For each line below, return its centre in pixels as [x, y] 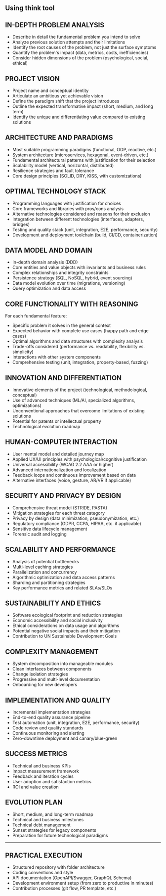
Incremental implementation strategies [51, 712]
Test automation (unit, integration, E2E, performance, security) [76, 722]
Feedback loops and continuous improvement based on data [74, 475]
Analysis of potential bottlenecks [45, 561]
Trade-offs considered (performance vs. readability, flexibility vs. [78, 347]
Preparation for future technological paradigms [60, 835]
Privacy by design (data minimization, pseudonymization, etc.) [76, 518]
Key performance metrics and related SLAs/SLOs [62, 587]
